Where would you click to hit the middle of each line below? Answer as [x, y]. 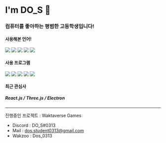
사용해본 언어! [19, 39]
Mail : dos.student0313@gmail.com [48, 131]
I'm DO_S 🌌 [28, 10]
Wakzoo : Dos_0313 [32, 136]
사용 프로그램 [18, 62]
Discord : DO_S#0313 [34, 125]
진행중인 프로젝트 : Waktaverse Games [43, 115]
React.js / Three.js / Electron [35, 98]
